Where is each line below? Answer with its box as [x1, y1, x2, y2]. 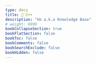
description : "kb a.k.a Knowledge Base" [5, 17, 92, 22]
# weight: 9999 [5, 21, 37, 27]
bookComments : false [5, 41, 49, 46]
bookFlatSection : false [5, 31, 56, 36]
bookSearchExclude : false [5, 45, 60, 50]
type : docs [5, 7, 28, 13]
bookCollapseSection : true [5, 26, 62, 31]
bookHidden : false [5, 50, 44, 55]
